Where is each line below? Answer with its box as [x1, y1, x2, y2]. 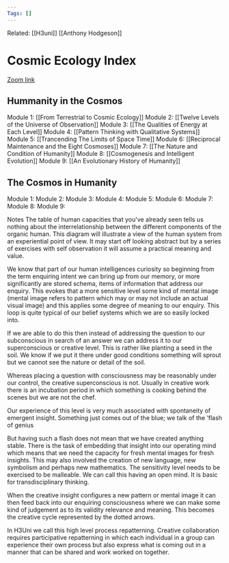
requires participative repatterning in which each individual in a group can [7, 534, 215, 542]
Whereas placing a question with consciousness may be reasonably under [7, 371, 217, 380]
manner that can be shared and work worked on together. [7, 548, 170, 556]
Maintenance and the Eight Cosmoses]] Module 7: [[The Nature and [7, 142, 198, 150]
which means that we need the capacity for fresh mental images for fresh [7, 449, 214, 457]
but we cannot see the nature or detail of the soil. [7, 358, 146, 367]
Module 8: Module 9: [7, 202, 66, 211]
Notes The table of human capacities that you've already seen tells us [7, 215, 204, 224]
